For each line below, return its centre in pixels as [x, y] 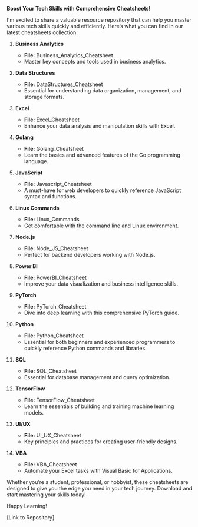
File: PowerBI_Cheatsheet [55, 277]
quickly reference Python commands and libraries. [85, 348]
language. [36, 161]
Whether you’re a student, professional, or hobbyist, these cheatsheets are [98, 482]
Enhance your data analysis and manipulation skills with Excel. [100, 126]
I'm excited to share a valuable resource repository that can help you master [99, 20]
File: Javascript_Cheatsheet [58, 184]
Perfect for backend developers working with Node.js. [90, 255]
